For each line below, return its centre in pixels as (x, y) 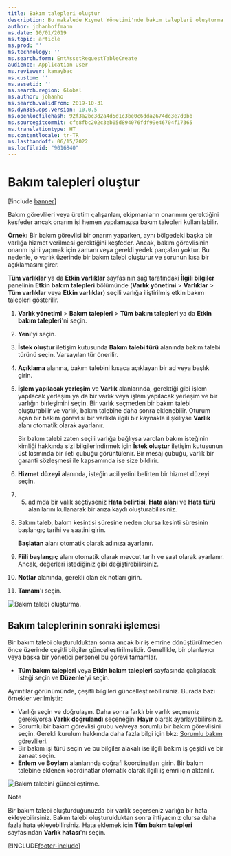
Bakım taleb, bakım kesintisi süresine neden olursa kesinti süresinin (113, 522)
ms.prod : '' (25, 45)
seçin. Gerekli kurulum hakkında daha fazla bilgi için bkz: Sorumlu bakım (120, 733)
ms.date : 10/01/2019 (37, 33)
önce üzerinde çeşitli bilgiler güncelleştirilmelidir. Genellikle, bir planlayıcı (111, 649)
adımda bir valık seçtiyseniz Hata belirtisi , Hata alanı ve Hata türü (122, 502)
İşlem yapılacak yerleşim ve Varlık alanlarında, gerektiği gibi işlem (112, 388)
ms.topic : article (34, 39)
